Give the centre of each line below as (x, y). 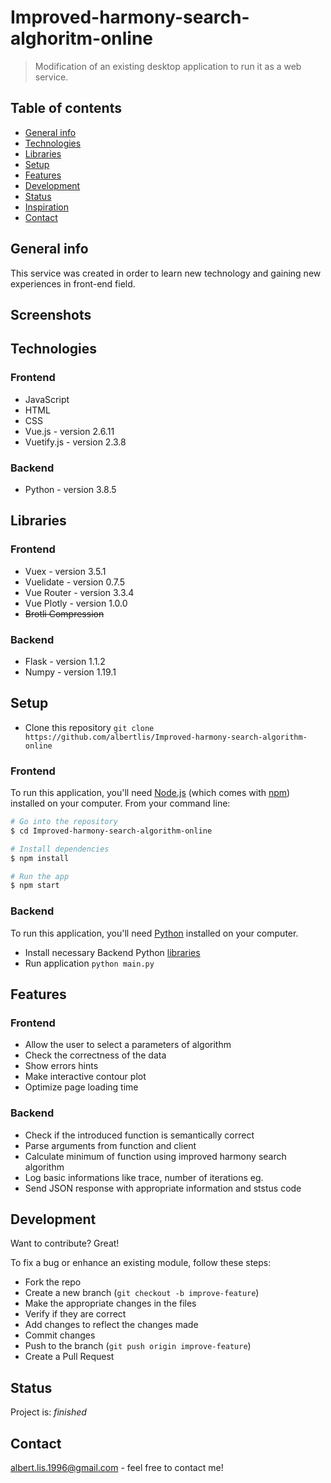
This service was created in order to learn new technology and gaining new (166, 273)
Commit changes (60, 1335)
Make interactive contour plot (85, 1077)
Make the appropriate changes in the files (110, 1303)
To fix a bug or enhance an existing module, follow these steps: (141, 1263)
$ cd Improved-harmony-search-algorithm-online (111, 831)
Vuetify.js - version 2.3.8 (75, 442)
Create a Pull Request (69, 1357)
